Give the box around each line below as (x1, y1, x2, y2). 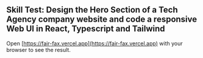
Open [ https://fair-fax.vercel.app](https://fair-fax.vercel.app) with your (6, 39, 183, 47)
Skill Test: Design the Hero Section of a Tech (6, 5, 178, 15)
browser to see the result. (6, 46, 71, 53)
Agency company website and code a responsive (6, 14, 198, 25)
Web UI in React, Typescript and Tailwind (6, 24, 166, 34)
